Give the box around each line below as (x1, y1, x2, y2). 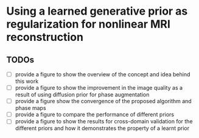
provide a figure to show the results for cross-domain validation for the (15, 118, 193, 125)
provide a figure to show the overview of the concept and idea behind (15, 71, 190, 78)
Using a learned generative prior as (6, 4, 188, 18)
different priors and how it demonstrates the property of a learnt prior (15, 125, 190, 132)
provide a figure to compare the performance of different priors (15, 111, 175, 118)
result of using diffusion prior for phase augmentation (15, 91, 150, 98)
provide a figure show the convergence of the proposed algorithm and (15, 98, 192, 105)
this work (15, 78, 39, 85)
